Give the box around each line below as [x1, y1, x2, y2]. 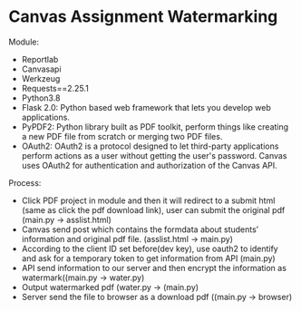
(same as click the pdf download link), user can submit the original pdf [21, 204, 286, 215]
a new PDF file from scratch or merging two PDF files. [21, 131, 223, 141]
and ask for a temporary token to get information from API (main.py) [21, 252, 276, 264]
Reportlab [21, 53, 59, 64]
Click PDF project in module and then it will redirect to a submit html [21, 195, 276, 206]
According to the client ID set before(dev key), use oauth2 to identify [21, 243, 278, 254]
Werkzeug [21, 73, 61, 83]
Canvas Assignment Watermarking [8, 6, 278, 27]
